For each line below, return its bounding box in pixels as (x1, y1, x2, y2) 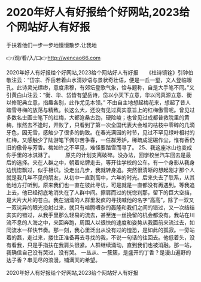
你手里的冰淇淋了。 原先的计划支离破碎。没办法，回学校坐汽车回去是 (6, 151, 186, 158)
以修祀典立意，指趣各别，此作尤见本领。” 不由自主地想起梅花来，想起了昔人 (6, 98, 191, 106)
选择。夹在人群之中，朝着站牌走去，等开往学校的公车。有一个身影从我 (16, 158, 190, 166)
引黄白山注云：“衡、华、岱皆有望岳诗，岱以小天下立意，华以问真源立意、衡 (6, 91, 193, 98)
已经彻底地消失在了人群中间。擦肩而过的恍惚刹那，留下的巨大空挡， (26, 188, 195, 196)
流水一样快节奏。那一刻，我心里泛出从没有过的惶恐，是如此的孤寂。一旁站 (11, 226, 195, 233)
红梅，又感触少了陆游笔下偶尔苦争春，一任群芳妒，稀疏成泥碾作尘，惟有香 (6, 136, 190, 143)
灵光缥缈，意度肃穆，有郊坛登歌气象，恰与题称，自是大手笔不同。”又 (26, 83, 195, 91)
